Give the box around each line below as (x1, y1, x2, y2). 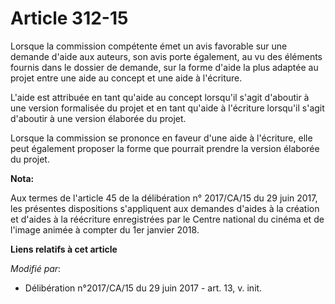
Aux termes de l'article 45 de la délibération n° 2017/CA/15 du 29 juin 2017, (10, 192, 318, 204)
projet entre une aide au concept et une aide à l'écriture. (10, 72, 243, 84)
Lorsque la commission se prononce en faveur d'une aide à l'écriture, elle (10, 132, 313, 144)
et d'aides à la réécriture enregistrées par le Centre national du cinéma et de (10, 213, 325, 225)
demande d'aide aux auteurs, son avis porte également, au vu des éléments (10, 50, 323, 62)
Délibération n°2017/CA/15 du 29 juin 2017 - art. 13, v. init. (24, 282, 263, 294)
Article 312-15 (10, 7, 129, 30)
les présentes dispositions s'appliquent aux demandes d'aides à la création (10, 202, 320, 214)
